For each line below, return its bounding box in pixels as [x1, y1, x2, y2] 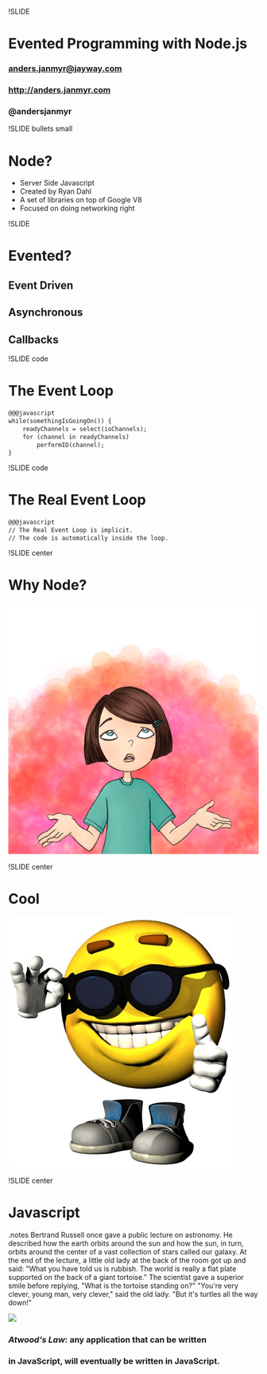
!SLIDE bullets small [8, 124, 73, 134]
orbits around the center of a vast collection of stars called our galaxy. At [8, 1246, 247, 1256]
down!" [8, 1297, 32, 1307]
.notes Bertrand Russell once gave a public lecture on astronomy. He [8, 1230, 233, 1239]
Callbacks [8, 332, 60, 346]
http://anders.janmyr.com [8, 84, 111, 96]
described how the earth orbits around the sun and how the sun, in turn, [8, 1239, 244, 1248]
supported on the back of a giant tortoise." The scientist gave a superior [8, 1272, 245, 1282]
